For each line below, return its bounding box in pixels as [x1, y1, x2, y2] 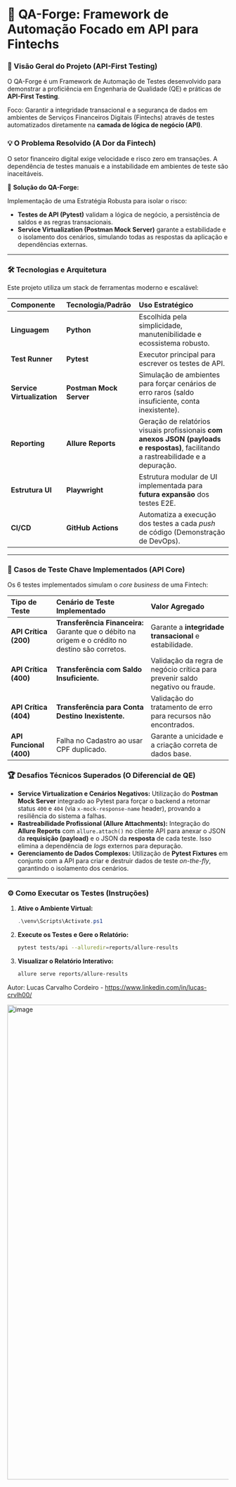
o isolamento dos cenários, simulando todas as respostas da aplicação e [17, 232, 228, 241]
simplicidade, [138, 321, 183, 331]
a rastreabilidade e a [138, 452, 206, 461]
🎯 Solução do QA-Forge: [7, 183, 79, 191]
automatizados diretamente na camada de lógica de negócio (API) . [7, 121, 202, 129]
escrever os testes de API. [138, 359, 225, 369]
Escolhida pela [138, 312, 188, 322]
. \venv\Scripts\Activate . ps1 [17, 917, 103, 924]
